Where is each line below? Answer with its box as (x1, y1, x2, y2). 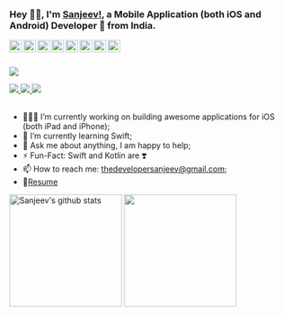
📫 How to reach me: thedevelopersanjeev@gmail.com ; (22, 163, 227, 174)
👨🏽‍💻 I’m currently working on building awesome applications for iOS (22, 111, 276, 122)
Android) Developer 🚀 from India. (9, 19, 156, 31)
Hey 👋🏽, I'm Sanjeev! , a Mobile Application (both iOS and (9, 8, 262, 21)
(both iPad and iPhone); (22, 121, 111, 132)
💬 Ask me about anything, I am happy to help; (22, 140, 191, 151)
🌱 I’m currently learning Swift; (22, 130, 133, 142)
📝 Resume (22, 177, 58, 188)
